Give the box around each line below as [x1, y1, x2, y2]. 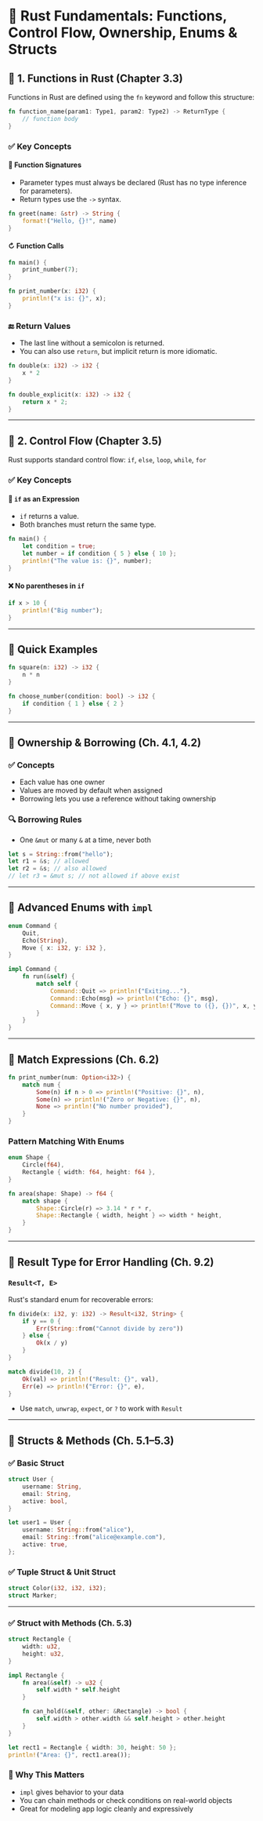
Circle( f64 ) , [22, 1161, 65, 1169]
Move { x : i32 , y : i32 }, [22, 943, 107, 952]
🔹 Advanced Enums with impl [8, 901, 153, 914]
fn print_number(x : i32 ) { [8, 287, 96, 295]
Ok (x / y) [36, 1339, 68, 1347]
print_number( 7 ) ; [22, 266, 79, 274]
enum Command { [8, 921, 58, 929]
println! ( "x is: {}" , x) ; [22, 294, 107, 303]
